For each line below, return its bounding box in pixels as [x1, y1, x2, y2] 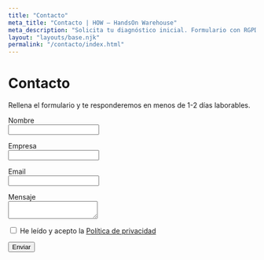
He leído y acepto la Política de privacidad [19, 226, 156, 236]
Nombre [8, 115, 35, 126]
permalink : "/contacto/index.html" [8, 41, 125, 49]
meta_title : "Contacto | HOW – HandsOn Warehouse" [8, 19, 178, 27]
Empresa [8, 141, 37, 151]
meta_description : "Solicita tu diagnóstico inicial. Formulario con [8, 26, 241, 34]
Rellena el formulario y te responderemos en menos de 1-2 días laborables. [8, 101, 251, 110]
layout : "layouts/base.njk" [8, 33, 101, 42]
